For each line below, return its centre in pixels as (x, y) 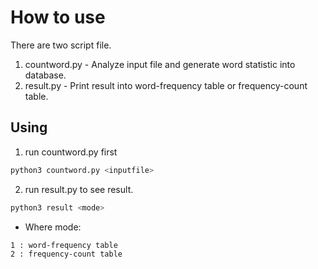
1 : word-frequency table (64, 245)
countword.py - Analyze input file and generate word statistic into (160, 64)
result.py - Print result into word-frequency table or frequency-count (166, 85)
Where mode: (53, 227)
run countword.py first (71, 152)
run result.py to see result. (79, 189)
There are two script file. (61, 45)
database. (45, 75)
